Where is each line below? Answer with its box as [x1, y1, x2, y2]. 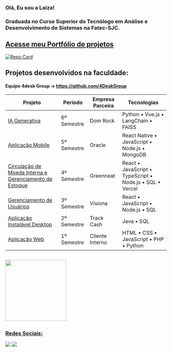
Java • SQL [122, 218, 150, 225]
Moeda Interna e [8, 169, 48, 176]
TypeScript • [122, 172, 153, 179]
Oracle [90, 141, 106, 149]
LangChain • [122, 117, 153, 125]
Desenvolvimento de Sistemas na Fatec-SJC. [5, 24, 120, 31]
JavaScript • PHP [122, 236, 164, 243]
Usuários [8, 203, 30, 210]
